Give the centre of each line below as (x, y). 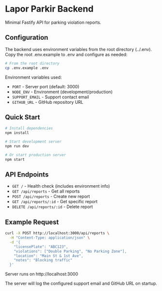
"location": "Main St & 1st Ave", (49, 256)
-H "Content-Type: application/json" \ (50, 238)
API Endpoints (27, 174)
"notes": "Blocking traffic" (43, 260)
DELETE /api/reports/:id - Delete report (52, 207)
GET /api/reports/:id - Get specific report (55, 202)
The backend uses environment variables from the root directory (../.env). (78, 49)
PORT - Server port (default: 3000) (46, 86)
